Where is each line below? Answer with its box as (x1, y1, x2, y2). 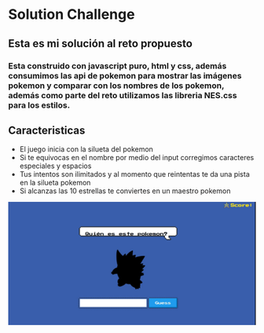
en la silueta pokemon (19, 178, 91, 188)
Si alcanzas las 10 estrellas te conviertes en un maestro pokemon (19, 186, 231, 196)
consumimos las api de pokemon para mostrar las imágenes (8, 70, 242, 81)
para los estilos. (8, 100, 71, 111)
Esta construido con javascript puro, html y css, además (8, 60, 227, 71)
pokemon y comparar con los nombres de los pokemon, (8, 80, 225, 91)
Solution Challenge (8, 5, 135, 24)
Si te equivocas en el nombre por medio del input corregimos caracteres (19, 153, 255, 163)
